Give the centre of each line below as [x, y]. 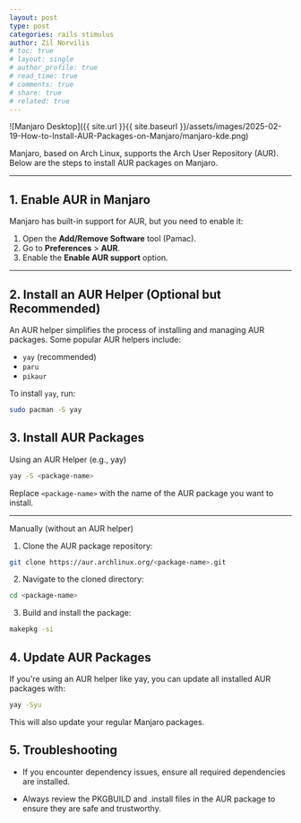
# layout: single [42, 59]
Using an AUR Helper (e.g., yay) [68, 460]
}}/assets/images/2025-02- [231, 127]
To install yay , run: [43, 393]
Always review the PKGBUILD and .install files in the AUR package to [149, 799]
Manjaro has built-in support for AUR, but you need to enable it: [126, 222]
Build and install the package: [77, 613]
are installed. [46, 781]
